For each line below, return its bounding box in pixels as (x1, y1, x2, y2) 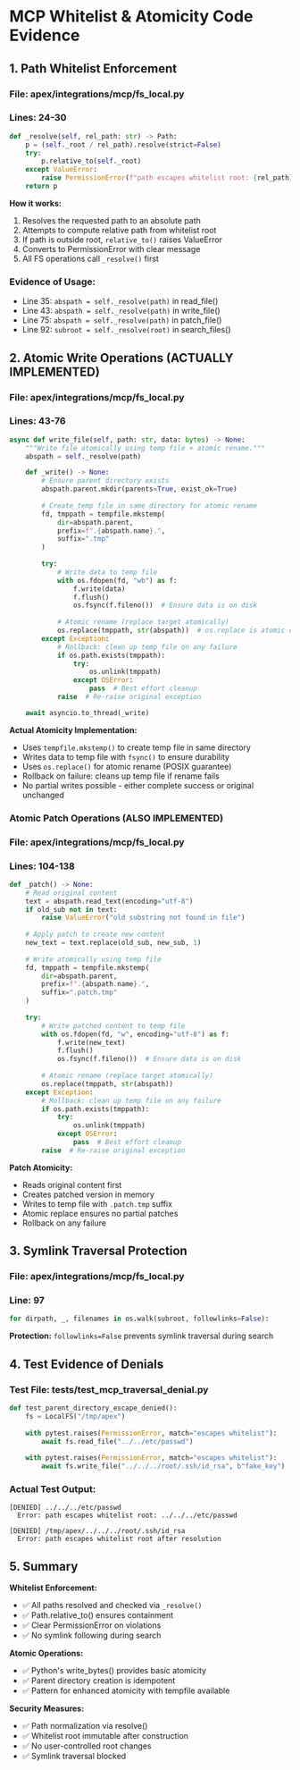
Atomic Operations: (9, 1648, 84, 1659)
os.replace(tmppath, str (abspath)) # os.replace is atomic (56, 626, 286, 636)
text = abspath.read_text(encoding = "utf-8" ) (25, 897, 194, 906)
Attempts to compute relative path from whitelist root (21, 224, 217, 235)
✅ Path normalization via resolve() (21, 1721, 148, 1732)
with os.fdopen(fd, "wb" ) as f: (56, 576, 178, 585)
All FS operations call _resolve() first (21, 253, 159, 264)
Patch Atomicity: (9, 1162, 73, 1173)
